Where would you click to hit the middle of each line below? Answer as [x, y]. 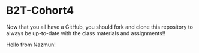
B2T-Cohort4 [40, 10]
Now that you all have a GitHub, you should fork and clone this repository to [100, 27]
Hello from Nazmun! [31, 45]
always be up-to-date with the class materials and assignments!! [86, 33]
